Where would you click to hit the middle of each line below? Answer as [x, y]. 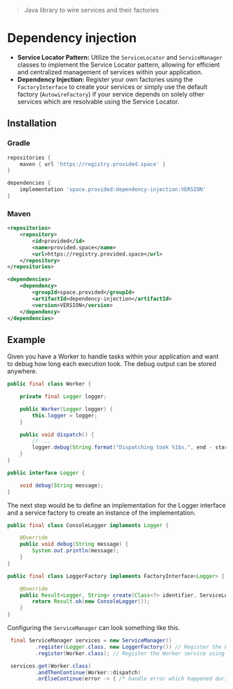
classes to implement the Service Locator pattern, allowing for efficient [119, 65]
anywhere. [22, 372]
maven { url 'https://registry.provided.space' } [93, 164]
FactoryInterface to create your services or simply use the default [112, 87]
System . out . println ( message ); [76, 551]
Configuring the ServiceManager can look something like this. [94, 628]
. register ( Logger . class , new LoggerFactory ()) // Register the [128, 647]
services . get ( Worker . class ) [51, 666]
